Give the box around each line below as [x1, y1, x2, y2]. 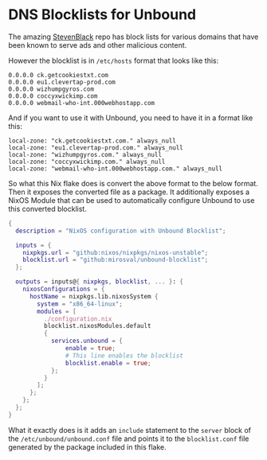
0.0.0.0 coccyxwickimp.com [8, 92, 98, 100]
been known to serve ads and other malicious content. [8, 40, 187, 49]
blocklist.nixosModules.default [43, 322, 151, 330]
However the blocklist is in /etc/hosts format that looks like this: [8, 56, 219, 65]
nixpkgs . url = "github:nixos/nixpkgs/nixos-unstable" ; [22, 248, 209, 256]
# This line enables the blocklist [65, 352, 183, 360]
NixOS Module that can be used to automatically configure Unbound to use [8, 195, 255, 205]
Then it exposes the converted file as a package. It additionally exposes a [8, 187, 249, 197]
